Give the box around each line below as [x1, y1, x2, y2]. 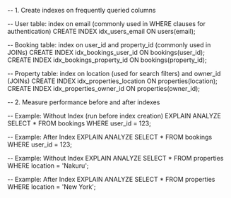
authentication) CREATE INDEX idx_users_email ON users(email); [7, 27, 196, 35]
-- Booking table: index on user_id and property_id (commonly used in [7, 41, 211, 49]
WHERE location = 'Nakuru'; [7, 161, 90, 170]
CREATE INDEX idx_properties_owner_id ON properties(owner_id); [7, 85, 200, 92]
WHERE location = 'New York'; [7, 182, 96, 191]
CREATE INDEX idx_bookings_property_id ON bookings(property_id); [7, 56, 207, 64]
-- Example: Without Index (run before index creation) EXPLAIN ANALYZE [7, 112, 221, 120]
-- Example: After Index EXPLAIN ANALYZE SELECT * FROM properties [7, 175, 215, 183]
